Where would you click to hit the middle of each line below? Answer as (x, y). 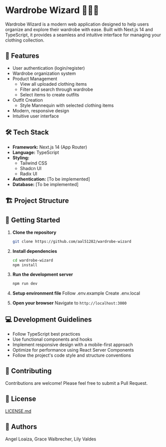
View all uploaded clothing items (53, 84)
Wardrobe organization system (44, 73)
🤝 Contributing (28, 371)
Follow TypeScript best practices (46, 334)
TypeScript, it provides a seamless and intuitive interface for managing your (83, 35)
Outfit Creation (28, 100)
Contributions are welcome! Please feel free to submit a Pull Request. (76, 383)
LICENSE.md (18, 411)
